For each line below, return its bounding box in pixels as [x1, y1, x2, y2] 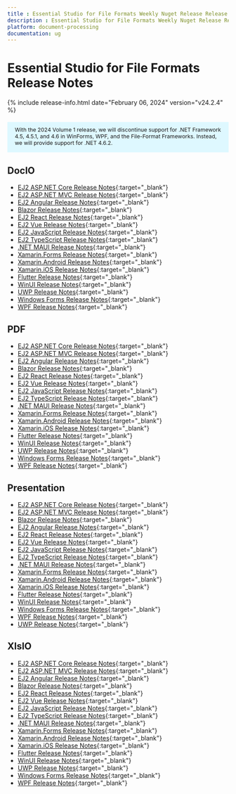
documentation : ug [7, 30, 61, 37]
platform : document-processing [7, 23, 99, 30]
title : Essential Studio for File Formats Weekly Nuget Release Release [7, 10, 228, 18]
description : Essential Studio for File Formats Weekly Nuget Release [7, 17, 221, 24]
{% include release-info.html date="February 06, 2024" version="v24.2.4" [7, 98, 223, 107]
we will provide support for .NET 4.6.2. [15, 139, 113, 146]
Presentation [7, 482, 65, 494]
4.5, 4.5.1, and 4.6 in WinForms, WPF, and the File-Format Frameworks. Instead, [15, 132, 217, 140]
